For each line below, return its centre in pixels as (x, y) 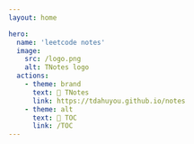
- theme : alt (49, 109)
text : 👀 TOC (54, 118)
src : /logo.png (53, 59)
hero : (18, 34)
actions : (33, 76)
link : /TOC (53, 126)
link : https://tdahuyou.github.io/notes (109, 101)
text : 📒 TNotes (61, 92)
